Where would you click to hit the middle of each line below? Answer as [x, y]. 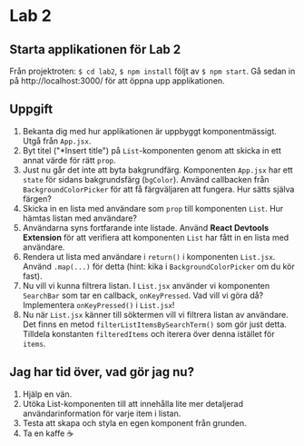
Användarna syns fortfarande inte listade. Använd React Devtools [146, 227]
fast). [32, 276]
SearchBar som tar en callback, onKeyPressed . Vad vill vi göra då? [143, 295]
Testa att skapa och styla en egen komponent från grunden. [134, 422]
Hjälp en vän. [47, 394]
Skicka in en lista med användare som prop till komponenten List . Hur [153, 208]
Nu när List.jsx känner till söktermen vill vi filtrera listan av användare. [155, 314]
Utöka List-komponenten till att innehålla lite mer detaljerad [132, 403]
